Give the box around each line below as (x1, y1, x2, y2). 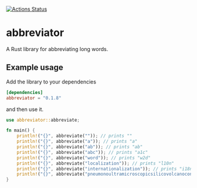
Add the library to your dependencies (6, 78, 97, 85)
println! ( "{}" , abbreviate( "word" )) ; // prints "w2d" (16, 155, 151, 161)
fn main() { (6, 127, 35, 133)
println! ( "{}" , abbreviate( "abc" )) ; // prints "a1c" (16, 149, 148, 155)
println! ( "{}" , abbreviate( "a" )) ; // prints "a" (16, 139, 138, 145)
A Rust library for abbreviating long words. (6, 45, 108, 52)
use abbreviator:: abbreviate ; (6, 117, 80, 123)
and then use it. (6, 106, 44, 113)
